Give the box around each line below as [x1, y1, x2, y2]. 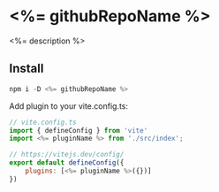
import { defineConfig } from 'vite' [9, 126, 148, 134]
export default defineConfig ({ [9, 158, 125, 167]
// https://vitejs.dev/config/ [9, 150, 125, 159]
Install [9, 61, 44, 76]
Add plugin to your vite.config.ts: [9, 100, 129, 111]
